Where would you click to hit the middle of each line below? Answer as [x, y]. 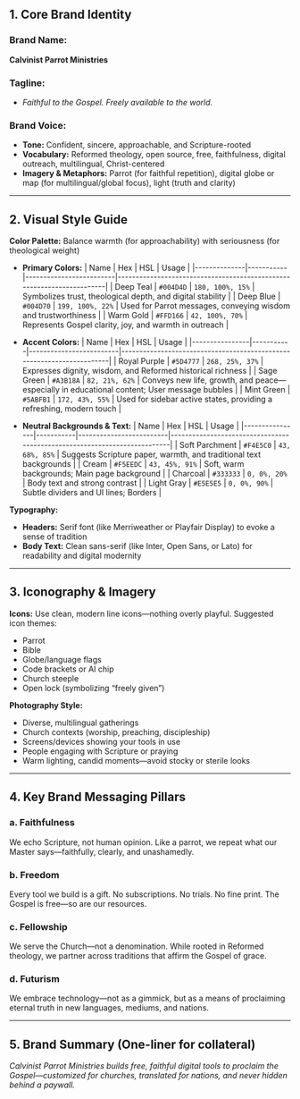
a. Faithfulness [42, 823]
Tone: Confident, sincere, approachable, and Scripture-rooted [137, 145]
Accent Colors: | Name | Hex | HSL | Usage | [104, 342]
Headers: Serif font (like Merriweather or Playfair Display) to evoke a [148, 528]
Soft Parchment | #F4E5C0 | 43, [235, 445]
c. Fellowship [39, 926]
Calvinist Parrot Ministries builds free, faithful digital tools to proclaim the [144, 1066]
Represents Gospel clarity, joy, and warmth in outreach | [125, 325]
